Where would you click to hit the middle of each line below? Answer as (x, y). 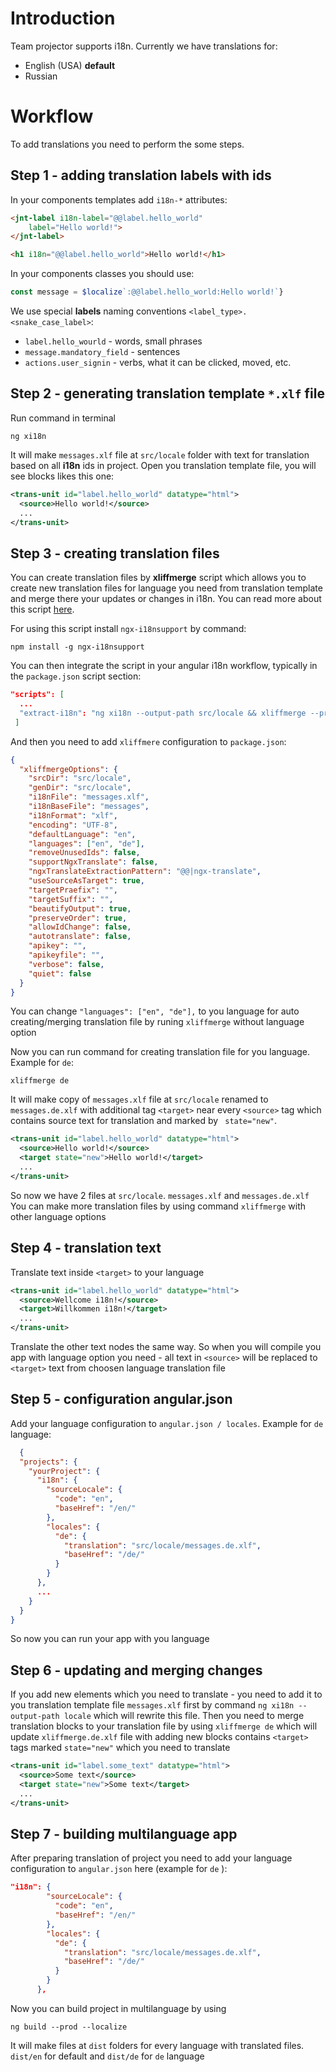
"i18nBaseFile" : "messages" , (89, 807)
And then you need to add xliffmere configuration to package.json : (148, 741)
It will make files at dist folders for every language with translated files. (157, 2045)
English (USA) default (70, 65)
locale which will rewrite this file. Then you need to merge (184, 1716)
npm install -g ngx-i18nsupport (77, 647)
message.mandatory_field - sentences (102, 352)
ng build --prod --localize (69, 2027)
